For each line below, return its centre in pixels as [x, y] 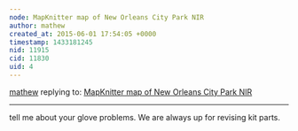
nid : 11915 [29, 50]
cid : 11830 [29, 58]
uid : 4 [21, 67]
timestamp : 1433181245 [51, 42]
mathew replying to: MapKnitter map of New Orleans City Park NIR [131, 92]
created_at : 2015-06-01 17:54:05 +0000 [83, 34]
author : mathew [37, 26]
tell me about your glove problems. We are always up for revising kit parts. [145, 117]
